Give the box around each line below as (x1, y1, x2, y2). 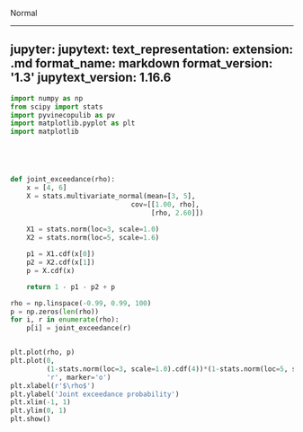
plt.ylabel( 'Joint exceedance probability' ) (10, 390, 180, 399)
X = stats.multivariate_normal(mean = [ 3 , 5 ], (26, 191, 196, 200)
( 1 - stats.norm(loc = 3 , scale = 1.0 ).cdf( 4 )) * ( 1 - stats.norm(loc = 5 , (46, 364, 289, 374)
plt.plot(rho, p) (10, 348, 76, 357)
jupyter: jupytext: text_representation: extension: (10, 42, 294, 57)
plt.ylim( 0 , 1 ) (10, 406, 67, 416)
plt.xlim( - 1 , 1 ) (10, 398, 71, 407)
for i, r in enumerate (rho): (10, 315, 120, 324)
